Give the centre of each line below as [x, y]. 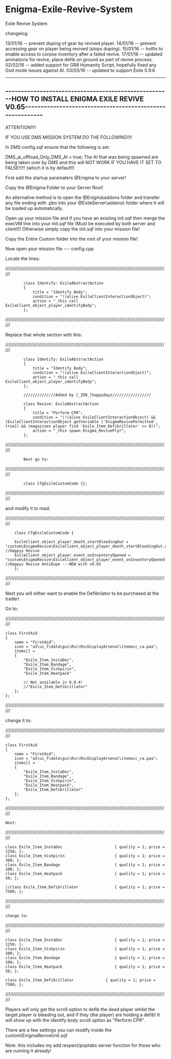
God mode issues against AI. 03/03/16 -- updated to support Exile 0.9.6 [80, 70]
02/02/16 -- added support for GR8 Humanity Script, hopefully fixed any [81, 65]
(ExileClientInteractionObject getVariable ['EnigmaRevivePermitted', [82, 421]
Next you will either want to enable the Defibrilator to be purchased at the [82, 593]
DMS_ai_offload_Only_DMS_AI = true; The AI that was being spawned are [82, 157]
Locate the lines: [23, 258]
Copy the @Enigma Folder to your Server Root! [54, 188]
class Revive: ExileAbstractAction [61, 404]
